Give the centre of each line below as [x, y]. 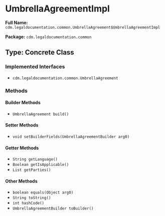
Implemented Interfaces [35, 67]
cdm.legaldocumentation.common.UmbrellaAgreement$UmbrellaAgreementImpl [83, 27]
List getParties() [32, 170]
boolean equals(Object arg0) [43, 193]
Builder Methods [23, 103]
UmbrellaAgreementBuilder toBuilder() [53, 208]
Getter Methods [22, 148]
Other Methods [21, 181]
